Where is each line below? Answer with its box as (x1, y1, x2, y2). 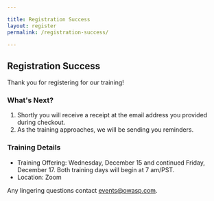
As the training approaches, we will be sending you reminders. (16, 126, 194, 134)
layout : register (7, 22, 57, 29)
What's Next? (7, 95, 53, 105)
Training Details (7, 143, 61, 152)
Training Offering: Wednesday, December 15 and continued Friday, (16, 158, 206, 167)
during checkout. (16, 118, 66, 127)
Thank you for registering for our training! (7, 78, 125, 86)
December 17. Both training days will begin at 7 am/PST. (16, 165, 175, 174)
